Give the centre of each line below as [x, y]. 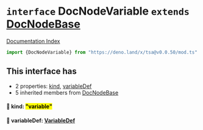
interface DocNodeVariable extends [98, 11]
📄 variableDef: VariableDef [41, 120]
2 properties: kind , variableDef [53, 86]
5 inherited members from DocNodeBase [67, 92]
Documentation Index [33, 41]
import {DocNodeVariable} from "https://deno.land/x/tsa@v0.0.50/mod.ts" [102, 52]
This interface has [42, 71]
